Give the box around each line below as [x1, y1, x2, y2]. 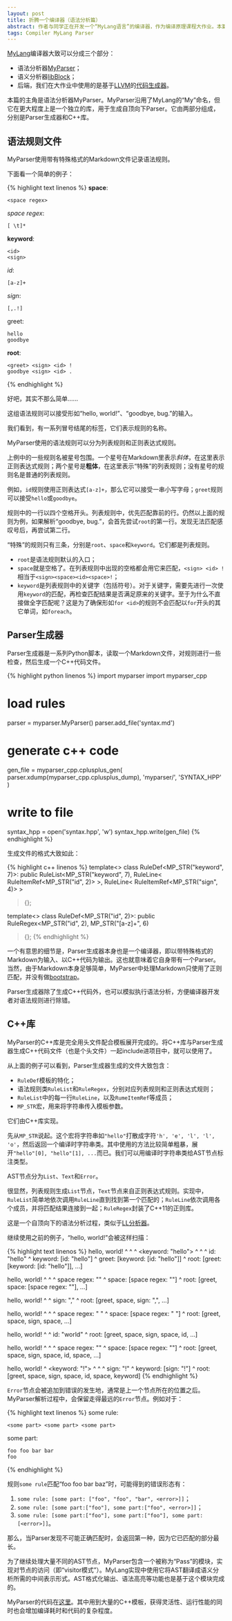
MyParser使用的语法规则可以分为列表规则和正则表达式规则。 [7, 438, 180, 447]
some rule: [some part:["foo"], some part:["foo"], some [17, 1512, 185, 1519]
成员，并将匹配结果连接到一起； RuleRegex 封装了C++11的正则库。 [12, 1204, 198, 1212]
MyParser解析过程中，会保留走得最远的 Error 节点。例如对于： [7, 1394, 184, 1402]
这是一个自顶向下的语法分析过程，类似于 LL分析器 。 [7, 1219, 153, 1227]
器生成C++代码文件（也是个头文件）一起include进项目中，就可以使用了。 [7, 1046, 216, 1055]
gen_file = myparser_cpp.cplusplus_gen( [7, 766, 123, 774]
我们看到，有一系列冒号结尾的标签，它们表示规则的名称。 [7, 424, 171, 432]
